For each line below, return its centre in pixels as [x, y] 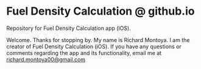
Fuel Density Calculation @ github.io [100, 11]
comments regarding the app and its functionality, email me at [84, 53]
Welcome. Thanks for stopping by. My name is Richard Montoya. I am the [98, 40]
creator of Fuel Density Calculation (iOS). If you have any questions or [94, 46]
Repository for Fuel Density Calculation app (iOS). [69, 28]
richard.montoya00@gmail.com [46, 59]
